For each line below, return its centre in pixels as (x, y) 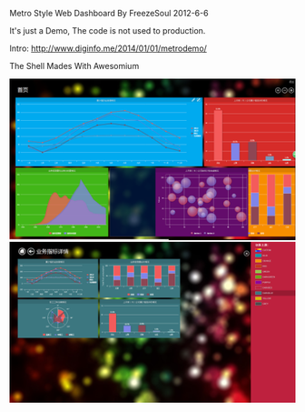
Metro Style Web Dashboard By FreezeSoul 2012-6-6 (109, 13)
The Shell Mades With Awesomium (74, 66)
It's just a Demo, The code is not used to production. (108, 30)
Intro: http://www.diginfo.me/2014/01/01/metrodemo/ (108, 48)
